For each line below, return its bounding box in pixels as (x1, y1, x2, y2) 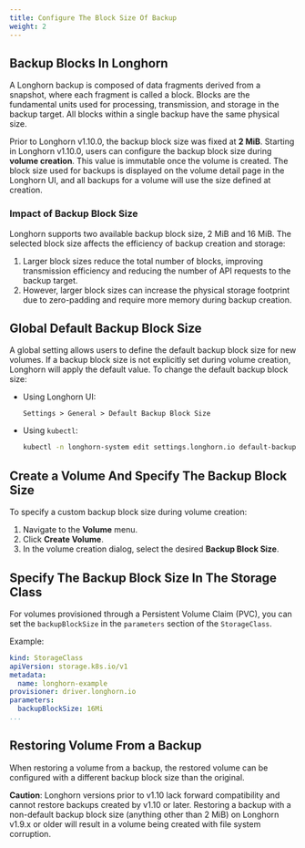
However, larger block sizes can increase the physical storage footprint (22, 284, 290, 295)
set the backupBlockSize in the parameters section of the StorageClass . (9, 617, 273, 629)
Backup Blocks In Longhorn (9, 56, 168, 71)
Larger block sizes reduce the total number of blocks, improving (22, 255, 264, 266)
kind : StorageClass (9, 653, 84, 662)
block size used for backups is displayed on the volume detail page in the (9, 165, 285, 176)
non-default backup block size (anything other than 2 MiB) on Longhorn (9, 809, 280, 820)
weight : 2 (9, 22, 47, 31)
